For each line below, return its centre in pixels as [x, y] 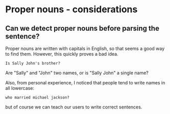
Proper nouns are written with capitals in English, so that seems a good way [85, 49]
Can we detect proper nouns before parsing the [82, 28]
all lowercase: [20, 88]
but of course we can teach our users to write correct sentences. [74, 107]
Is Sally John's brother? [33, 63]
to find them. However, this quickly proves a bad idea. [62, 54]
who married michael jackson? [38, 98]
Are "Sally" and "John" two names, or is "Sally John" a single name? [77, 73]
